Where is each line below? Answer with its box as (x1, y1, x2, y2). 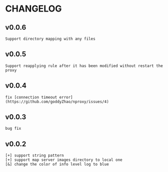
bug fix (5, 126, 22, 131)
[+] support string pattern (5, 153, 64, 158)
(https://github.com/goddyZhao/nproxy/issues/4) (5, 99, 109, 104)
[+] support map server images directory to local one (5, 157, 123, 162)
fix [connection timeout (5, 95, 57, 100)
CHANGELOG (5, 3, 62, 15)
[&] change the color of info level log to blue (5, 162, 109, 167)
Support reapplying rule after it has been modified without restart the (5, 63, 163, 68)
